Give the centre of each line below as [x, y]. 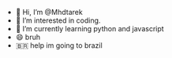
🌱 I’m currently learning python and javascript [90, 29]
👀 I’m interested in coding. [58, 20]
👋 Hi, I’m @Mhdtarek [49, 12]
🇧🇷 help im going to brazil [59, 45]
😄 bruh [28, 37]
